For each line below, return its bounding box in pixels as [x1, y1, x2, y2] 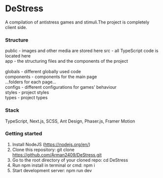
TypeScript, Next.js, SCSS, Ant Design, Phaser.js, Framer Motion [5, 118, 135, 124]
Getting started [5, 130, 43, 137]
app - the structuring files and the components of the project [5, 58, 129, 64]
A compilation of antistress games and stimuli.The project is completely [5, 19, 150, 25]
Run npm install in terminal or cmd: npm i [12, 162, 95, 168]
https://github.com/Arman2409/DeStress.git [12, 152, 102, 157]
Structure [5, 36, 28, 43]
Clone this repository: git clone [12, 147, 75, 153]
